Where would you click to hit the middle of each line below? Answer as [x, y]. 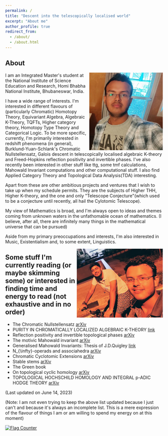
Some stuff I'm [28, 258]
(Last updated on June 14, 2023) [39, 392]
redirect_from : [21, 32]
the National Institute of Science [38, 81]
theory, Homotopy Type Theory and [42, 127]
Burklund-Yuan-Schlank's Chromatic [43, 149]
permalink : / [19, 11]
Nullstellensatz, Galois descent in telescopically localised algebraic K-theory [84, 154]
